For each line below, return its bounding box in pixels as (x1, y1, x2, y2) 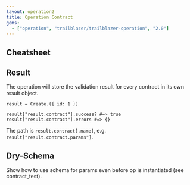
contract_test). (6, 173, 42, 180)
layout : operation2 (6, 8, 55, 15)
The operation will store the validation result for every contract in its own (6, 83, 185, 90)
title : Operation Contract (6, 14, 73, 20)
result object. (6, 90, 39, 97)
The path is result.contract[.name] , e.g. (6, 127, 106, 134)
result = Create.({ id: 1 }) (6, 101, 79, 107)
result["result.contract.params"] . (6, 133, 94, 140)
